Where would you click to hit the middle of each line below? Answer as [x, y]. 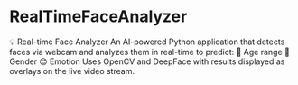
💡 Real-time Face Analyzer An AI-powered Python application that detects [147, 42]
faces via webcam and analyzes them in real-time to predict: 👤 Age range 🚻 [150, 52]
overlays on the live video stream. [72, 71]
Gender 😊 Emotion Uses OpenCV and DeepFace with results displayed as [147, 61]
